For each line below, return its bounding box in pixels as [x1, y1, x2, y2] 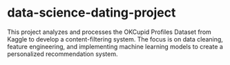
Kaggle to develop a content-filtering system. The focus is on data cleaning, [7, 35, 223, 43]
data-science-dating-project [7, 5, 176, 21]
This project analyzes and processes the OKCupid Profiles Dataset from [7, 28, 212, 36]
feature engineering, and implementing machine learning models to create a [7, 42, 223, 50]
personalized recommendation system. [7, 50, 119, 58]
